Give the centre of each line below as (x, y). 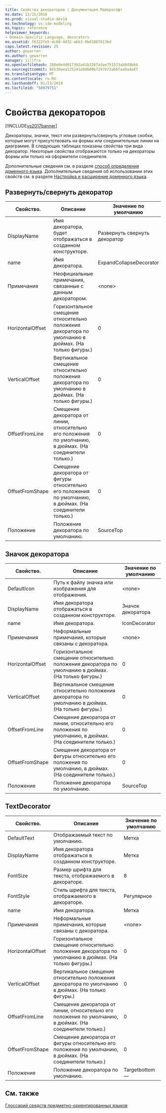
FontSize (18, 876)
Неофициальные (73, 274)
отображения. (70, 595)
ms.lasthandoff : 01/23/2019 (34, 83)
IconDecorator (139, 623)
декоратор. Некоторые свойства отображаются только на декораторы (80, 151)
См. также (22, 1093)
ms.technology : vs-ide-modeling (38, 23)
